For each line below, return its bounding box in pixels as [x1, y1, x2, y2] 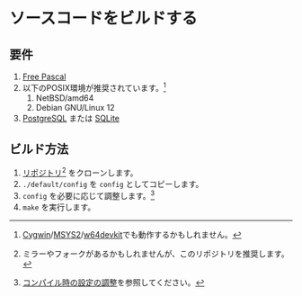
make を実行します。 [22, 202, 96, 212]
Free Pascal [22, 71, 67, 82]
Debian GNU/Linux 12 [35, 102, 115, 112]
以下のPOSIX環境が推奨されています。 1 [22, 81, 166, 93]
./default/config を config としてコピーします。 [22, 179, 204, 190]
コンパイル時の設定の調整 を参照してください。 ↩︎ [22, 276, 205, 288]
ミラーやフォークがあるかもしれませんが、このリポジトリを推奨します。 [22, 248, 289, 259]
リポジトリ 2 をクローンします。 [22, 166, 138, 178]
